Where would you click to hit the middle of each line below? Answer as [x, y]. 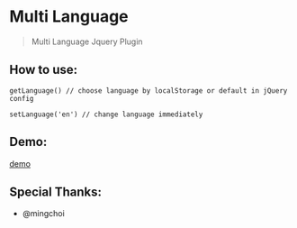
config [22, 98]
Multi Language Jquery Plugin [87, 41]
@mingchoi [43, 214]
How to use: [44, 70]
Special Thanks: [55, 192]
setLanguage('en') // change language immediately [106, 114]
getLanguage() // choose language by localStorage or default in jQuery [148, 91]
